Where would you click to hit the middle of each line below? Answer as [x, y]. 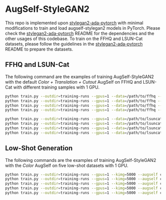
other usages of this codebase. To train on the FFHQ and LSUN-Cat [74, 39]
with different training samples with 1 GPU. [56, 87]
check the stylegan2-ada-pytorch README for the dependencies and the [80, 33]
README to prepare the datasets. [39, 49]
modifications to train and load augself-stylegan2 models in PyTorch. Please [83, 28]
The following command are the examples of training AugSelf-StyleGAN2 [80, 76]
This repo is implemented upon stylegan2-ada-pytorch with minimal [74, 23]
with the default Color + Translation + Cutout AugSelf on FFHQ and [73, 82]
